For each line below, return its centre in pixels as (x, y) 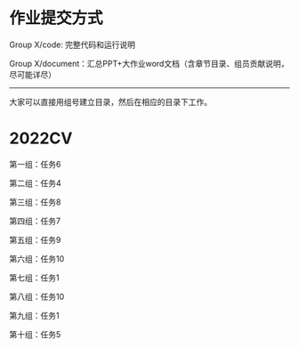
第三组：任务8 (35, 202)
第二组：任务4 (36, 182)
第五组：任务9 (35, 239)
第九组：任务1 (34, 315)
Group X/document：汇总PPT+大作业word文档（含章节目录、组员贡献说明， (149, 63)
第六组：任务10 (37, 258)
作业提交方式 (57, 18)
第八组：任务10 (37, 296)
